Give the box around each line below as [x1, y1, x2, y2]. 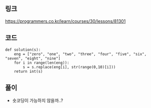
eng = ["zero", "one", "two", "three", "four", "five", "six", [14, 52, 147, 56]
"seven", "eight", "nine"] [5, 56, 61, 61]
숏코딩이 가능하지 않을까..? [12, 98, 63, 104]
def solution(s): [5, 47, 41, 52]
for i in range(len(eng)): [14, 60, 70, 65]
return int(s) [14, 69, 43, 74]
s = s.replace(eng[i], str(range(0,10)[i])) [23, 64, 116, 69]
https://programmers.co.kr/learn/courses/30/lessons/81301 [5, 18, 126, 24]
